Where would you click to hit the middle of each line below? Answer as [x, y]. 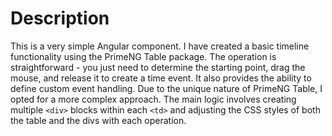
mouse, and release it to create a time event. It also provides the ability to [161, 78]
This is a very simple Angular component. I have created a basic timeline [160, 46]
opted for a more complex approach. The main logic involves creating [153, 99]
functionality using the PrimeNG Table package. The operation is [143, 56]
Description [60, 18]
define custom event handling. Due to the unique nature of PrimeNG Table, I [166, 88]
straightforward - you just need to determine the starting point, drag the [158, 67]
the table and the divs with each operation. [98, 120]
